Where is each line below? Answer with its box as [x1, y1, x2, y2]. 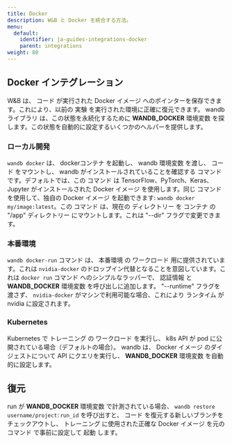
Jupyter [7, 185, 30, 193]
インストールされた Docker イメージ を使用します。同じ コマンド [37, 185, 222, 193]
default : [13, 29, 39, 37]
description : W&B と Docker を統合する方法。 [7, 17, 132, 24]
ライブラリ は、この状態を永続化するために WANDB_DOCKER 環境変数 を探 [7, 114, 224, 122]
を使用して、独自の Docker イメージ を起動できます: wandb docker [7, 193, 195, 202]
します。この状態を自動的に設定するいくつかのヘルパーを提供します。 [7, 123, 207, 131]
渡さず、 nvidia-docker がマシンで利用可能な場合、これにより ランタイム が [7, 290, 224, 300]
